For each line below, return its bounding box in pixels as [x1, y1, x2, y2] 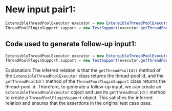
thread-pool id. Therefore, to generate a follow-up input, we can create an [5, 84, 162, 90]
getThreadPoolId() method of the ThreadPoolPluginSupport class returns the [5, 78, 166, 84]
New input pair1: [5, 4, 76, 15]
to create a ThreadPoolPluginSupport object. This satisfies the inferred [5, 95, 153, 101]
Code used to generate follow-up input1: [5, 40, 137, 48]
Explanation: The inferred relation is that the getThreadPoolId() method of [5, 67, 161, 73]
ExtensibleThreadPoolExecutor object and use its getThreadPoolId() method [5, 89, 166, 96]
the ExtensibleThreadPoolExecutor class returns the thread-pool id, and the [5, 73, 164, 79]
